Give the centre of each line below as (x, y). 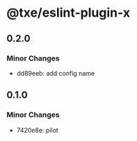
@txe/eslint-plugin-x (68, 13)
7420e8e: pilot (37, 130)
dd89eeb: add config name (56, 73)
